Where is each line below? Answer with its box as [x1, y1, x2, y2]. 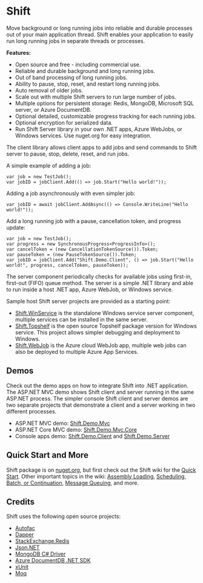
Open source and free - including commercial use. [15, 61, 141, 68]
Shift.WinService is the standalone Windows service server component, [15, 309, 195, 317]
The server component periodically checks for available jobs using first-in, [6, 272, 192, 280]
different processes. [6, 407, 57, 415]
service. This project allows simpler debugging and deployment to [15, 328, 181, 336]
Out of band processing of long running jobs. [15, 74, 128, 81]
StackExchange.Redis [15, 537, 70, 545]
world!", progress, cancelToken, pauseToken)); [6, 262, 129, 268]
